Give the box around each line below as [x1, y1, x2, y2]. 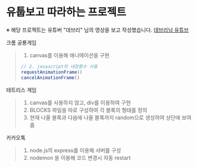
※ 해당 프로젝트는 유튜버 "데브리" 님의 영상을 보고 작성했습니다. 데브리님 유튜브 [6, 26, 189, 33]
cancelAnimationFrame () [20, 75, 80, 81]
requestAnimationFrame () [20, 69, 83, 75]
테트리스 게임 [6, 86, 37, 93]
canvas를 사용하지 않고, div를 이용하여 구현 [29, 99, 131, 106]
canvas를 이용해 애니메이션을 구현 [29, 51, 110, 58]
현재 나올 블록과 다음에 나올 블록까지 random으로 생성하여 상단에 [29, 114, 180, 121]
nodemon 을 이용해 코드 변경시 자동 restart [29, 154, 131, 161]
